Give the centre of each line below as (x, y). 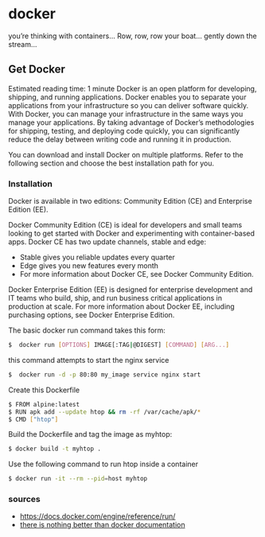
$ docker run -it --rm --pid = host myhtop (78, 479)
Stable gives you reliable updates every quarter (97, 257)
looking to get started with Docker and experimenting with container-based (132, 233)
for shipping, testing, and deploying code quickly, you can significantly (124, 130)
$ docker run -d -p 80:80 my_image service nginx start (105, 375)
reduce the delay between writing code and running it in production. (120, 139)
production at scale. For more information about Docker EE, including (121, 306)
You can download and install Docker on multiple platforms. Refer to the (126, 154)
